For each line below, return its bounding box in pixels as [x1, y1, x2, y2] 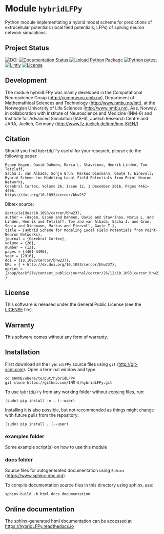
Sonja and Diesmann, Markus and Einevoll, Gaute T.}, [5, 224, 117, 229]
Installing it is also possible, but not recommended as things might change [5, 407, 154, 413]
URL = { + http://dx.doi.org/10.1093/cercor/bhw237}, [5, 262, 117, 267]
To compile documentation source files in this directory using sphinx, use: [5, 482, 154, 488]
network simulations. [5, 29, 47, 35]
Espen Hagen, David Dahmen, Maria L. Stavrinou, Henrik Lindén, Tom [5, 162, 147, 167]
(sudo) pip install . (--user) [5, 422, 69, 427]
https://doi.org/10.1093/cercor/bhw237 [5, 192, 86, 198]
